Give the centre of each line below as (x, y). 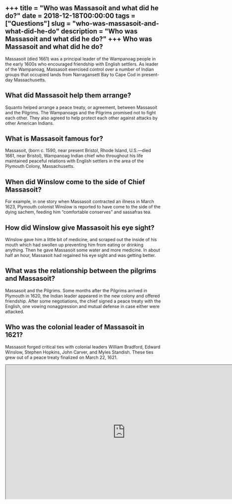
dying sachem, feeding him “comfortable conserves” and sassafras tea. (78, 212)
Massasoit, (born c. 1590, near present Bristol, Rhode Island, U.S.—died (78, 151)
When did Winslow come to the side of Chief (75, 182)
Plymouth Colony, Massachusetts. (40, 166)
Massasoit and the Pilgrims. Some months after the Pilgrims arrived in (76, 290)
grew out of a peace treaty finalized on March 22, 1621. (61, 357)
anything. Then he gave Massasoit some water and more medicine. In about (83, 250)
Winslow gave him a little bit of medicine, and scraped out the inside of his (81, 240)
